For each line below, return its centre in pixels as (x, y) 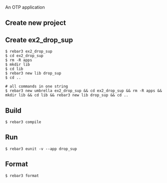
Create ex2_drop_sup (39, 40)
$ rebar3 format (22, 175)
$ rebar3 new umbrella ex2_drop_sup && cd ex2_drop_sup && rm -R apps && (84, 91)
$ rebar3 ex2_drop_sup (29, 51)
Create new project (35, 23)
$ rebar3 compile (23, 122)
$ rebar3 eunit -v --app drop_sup (41, 149)
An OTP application (25, 7)
